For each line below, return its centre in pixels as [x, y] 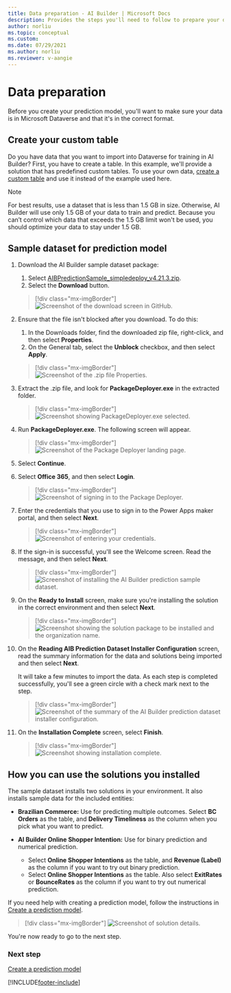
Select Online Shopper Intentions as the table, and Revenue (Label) [125, 860]
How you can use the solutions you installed [104, 774]
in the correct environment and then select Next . [87, 607]
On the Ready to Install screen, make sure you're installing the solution [118, 600]
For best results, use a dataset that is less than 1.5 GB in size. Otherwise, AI [114, 205]
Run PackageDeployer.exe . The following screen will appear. [104, 430]
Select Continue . [42, 463]
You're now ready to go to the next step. [65, 937]
